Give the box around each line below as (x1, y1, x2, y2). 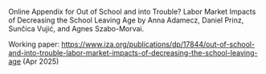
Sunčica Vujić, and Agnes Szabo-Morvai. (8, 24, 145, 33)
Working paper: (8, 39, 60, 49)
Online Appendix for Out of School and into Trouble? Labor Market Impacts (8, 7, 256, 16)
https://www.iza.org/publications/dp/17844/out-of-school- (61, 39, 256, 49)
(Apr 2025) (23, 56, 59, 66)
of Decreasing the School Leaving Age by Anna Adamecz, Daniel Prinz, (8, 15, 244, 25)
